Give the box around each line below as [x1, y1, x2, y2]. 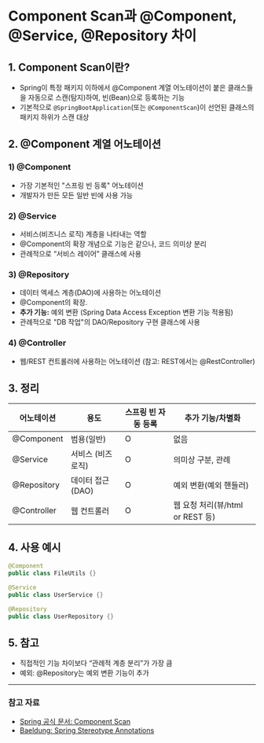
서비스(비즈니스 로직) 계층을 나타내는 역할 [19, 229, 147, 238]
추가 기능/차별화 [184, 413, 241, 424]
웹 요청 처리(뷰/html [173, 500, 244, 511]
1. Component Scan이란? [8, 61, 130, 74]
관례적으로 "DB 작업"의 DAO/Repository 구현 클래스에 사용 [19, 318, 200, 327]
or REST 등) [173, 512, 216, 523]
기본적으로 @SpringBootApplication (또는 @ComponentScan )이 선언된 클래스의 [19, 103, 255, 112]
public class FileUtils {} [8, 569, 97, 578]
